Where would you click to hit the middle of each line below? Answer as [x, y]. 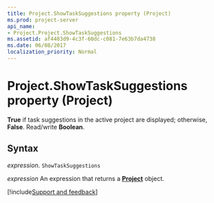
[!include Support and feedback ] [52, 192]
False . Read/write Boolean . [46, 127]
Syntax [23, 149]
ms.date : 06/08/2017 [37, 45]
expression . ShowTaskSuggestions [54, 165]
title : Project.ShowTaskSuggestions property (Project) [89, 13]
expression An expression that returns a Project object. [86, 178]
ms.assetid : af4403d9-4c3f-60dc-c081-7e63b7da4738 [81, 39]
